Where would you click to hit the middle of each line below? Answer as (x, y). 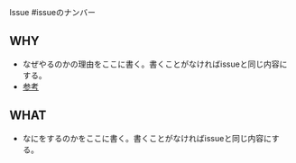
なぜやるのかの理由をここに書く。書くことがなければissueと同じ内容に (155, 64)
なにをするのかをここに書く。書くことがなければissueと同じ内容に (147, 138)
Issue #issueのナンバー (53, 12)
